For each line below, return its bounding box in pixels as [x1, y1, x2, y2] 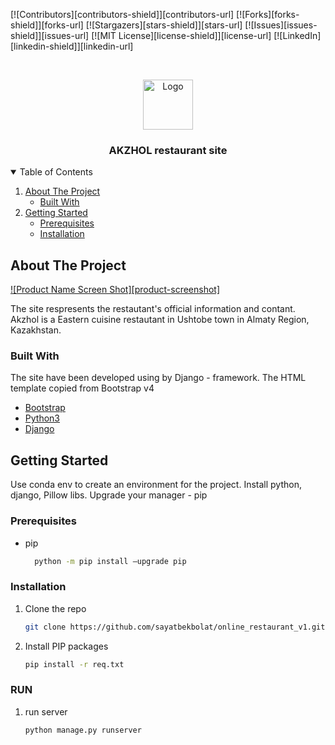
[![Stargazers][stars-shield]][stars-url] [85, 19, 243, 31]
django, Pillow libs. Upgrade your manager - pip [10, 489, 208, 501]
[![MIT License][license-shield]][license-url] [91, 30, 272, 41]
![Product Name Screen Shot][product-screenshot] [10, 284, 221, 296]
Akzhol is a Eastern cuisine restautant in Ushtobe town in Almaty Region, [10, 314, 310, 326]
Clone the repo [24, 602, 87, 614]
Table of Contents [19, 166, 93, 178]
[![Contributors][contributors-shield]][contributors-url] [10, 9, 235, 20]
